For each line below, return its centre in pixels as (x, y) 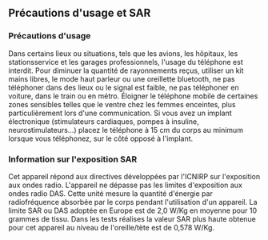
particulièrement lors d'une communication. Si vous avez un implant (120, 113)
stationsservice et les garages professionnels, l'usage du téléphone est (126, 62)
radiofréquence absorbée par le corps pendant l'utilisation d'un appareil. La (133, 202)
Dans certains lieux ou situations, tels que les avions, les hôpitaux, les (123, 53)
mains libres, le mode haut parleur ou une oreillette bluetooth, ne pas (122, 78)
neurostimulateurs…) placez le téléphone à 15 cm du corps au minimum (126, 130)
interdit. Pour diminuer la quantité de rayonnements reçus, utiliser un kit (126, 70)
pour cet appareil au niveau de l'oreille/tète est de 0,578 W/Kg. (111, 227)
